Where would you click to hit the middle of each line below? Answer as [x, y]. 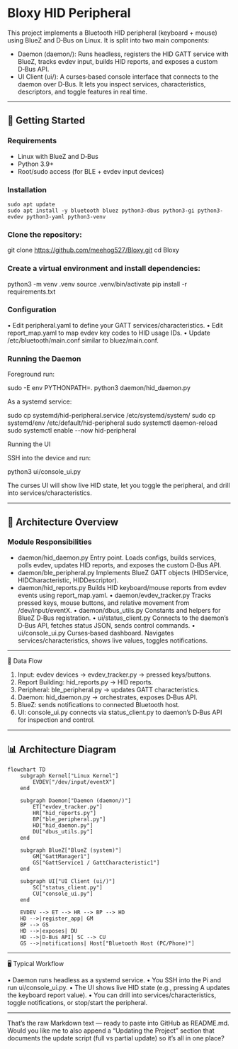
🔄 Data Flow [25, 660]
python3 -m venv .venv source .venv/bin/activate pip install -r [97, 284]
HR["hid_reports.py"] [65, 813]
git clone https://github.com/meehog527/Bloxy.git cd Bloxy [93, 250]
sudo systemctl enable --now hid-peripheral [72, 431]
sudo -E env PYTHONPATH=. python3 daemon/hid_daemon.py [99, 388]
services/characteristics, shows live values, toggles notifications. [113, 640]
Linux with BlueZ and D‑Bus [58, 156]
